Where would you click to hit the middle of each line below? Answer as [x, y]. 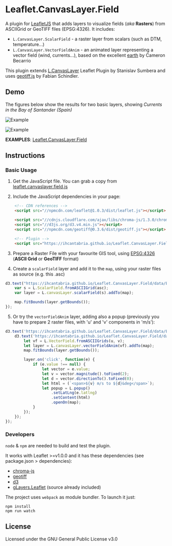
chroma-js [24, 471]
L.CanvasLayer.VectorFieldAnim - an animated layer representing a [83, 50]
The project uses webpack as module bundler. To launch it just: [70, 497]
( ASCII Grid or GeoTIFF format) [46, 259]
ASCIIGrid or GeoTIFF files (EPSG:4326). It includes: [60, 29]
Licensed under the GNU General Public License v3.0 [61, 539]
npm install [18, 506]
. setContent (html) [71, 398]
